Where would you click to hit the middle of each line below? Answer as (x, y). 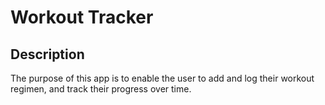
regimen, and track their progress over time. (101, 89)
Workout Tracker (82, 17)
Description (47, 54)
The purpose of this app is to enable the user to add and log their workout (162, 78)
